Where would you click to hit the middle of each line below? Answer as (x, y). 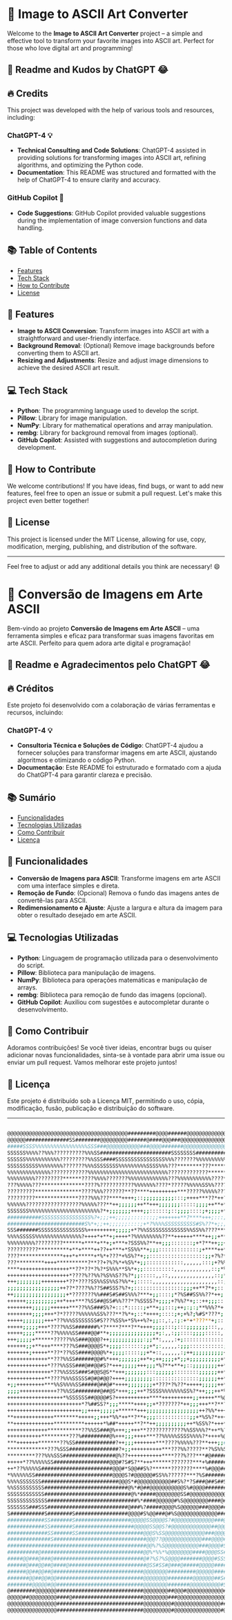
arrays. (27, 987)
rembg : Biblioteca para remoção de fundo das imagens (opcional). (112, 994)
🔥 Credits (28, 93)
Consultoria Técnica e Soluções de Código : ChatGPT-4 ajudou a (110, 746)
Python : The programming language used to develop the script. (108, 411)
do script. (31, 965)
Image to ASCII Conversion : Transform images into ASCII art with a (113, 331)
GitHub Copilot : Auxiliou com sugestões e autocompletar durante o (113, 1002)
